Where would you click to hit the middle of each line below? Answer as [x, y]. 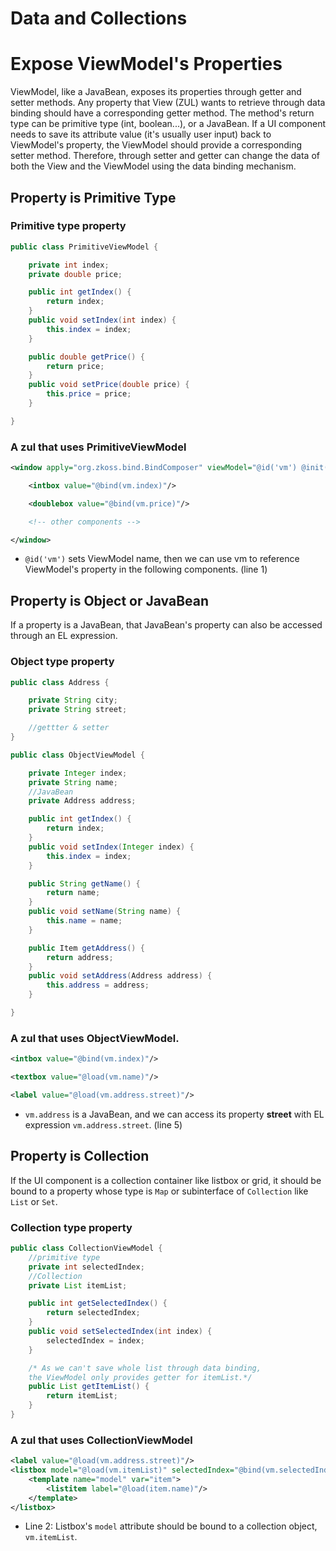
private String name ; [73, 782]
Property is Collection [80, 1156]
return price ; [75, 366]
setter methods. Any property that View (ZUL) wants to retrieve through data [168, 103]
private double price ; [75, 274]
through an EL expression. [64, 636]
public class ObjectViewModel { [77, 755]
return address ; [80, 957]
